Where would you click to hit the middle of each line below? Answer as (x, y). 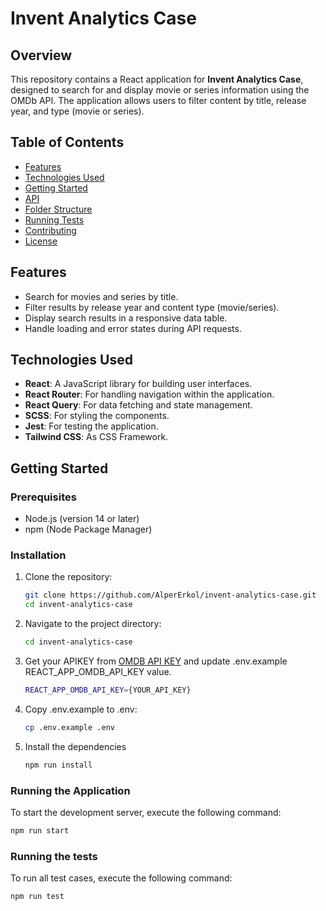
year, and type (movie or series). (77, 111)
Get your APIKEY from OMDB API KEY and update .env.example (156, 661)
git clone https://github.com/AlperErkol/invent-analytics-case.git (170, 595)
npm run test (37, 897)
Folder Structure (58, 209)
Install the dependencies (75, 746)
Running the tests (54, 856)
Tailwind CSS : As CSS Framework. (96, 437)
